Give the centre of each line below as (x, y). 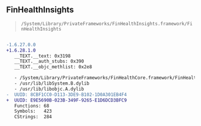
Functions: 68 (32, 106)
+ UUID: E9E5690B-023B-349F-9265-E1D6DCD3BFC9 (67, 100)
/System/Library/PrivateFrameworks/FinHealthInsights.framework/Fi (106, 23)
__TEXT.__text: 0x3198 (42, 56)
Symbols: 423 (33, 111)
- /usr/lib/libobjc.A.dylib (49, 89)
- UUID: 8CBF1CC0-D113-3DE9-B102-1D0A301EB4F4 (67, 94)
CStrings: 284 (33, 117)
